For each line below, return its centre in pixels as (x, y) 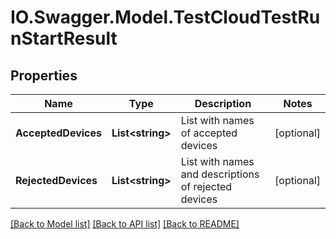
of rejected (206, 186)
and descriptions (220, 174)
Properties (44, 75)
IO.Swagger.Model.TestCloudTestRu (165, 17)
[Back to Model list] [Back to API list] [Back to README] (125, 224)
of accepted (209, 133)
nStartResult (64, 38)
